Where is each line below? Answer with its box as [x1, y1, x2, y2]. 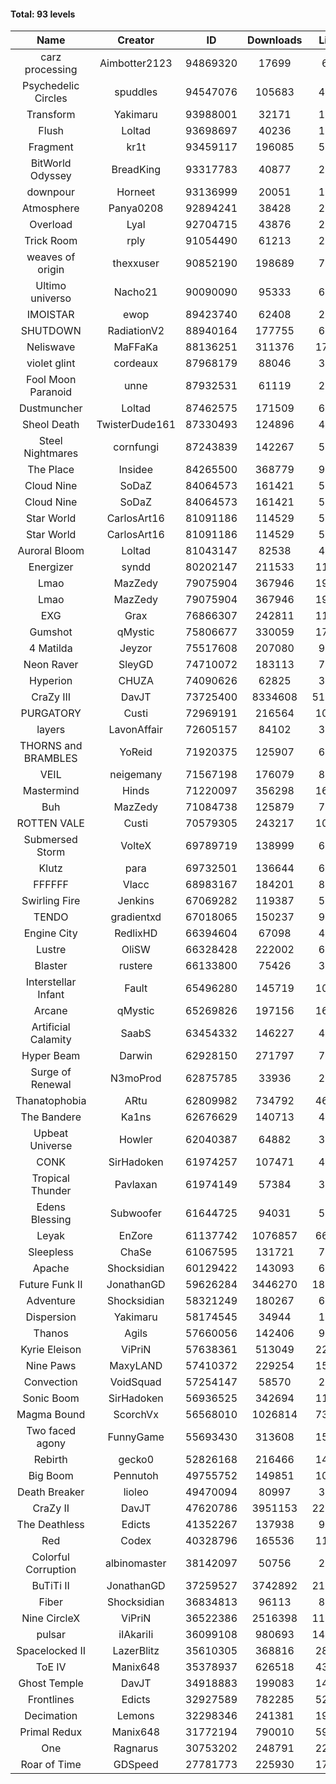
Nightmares [23, 446, 79, 460]
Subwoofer [109, 1206, 162, 1220]
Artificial [31, 1020, 71, 1034]
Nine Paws [25, 1359, 77, 1373]
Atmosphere [21, 201, 80, 215]
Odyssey [29, 169, 72, 183]
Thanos [33, 1326, 69, 1340]
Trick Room [24, 234, 78, 248]
